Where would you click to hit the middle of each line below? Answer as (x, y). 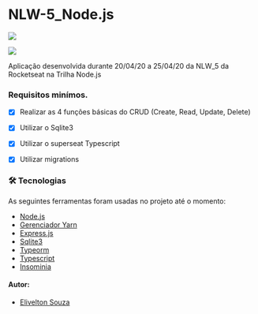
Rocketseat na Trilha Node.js (55, 74)
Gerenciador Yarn (48, 224)
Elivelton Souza (45, 302)
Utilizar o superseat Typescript (69, 144)
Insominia (35, 267)
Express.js (36, 233)
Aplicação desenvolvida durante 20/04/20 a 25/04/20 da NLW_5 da (119, 65)
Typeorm (34, 249)
